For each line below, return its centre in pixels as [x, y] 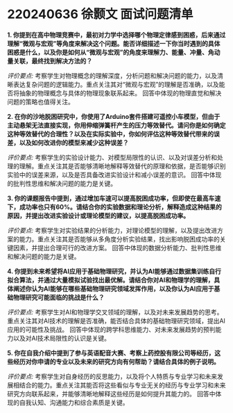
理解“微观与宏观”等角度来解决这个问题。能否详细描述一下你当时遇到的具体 [114, 43]
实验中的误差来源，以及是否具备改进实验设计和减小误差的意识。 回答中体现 [114, 175]
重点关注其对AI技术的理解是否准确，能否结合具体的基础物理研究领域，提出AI [116, 321]
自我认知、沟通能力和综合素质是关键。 [74, 402]
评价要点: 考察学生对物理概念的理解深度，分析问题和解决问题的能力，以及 [112, 75]
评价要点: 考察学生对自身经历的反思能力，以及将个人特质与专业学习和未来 [112, 376]
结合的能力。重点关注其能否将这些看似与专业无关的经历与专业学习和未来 [122, 385]
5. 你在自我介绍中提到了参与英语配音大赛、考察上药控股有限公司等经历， [111, 353]
